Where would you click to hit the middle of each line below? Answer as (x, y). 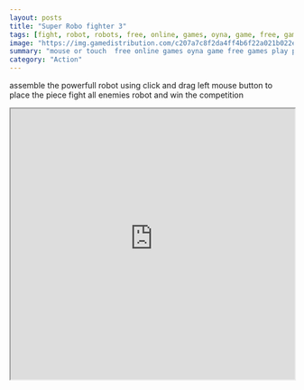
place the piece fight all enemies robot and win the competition (126, 95)
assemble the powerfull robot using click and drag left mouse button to (141, 85)
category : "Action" (46, 60)
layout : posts (36, 18)
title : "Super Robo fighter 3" (68, 26)
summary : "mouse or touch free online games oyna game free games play (149, 51)
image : (22, 43)
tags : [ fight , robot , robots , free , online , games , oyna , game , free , (145, 34)
